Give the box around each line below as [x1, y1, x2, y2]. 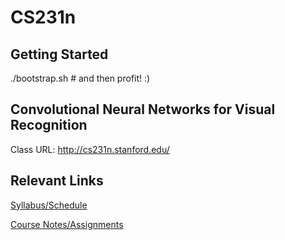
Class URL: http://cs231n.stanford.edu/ [10, 143, 170, 155]
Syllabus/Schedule [10, 199, 88, 211]
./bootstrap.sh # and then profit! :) [10, 72, 151, 84]
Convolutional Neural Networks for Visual [10, 101, 276, 118]
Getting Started [10, 46, 109, 63]
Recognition [10, 117, 88, 134]
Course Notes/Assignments [10, 218, 124, 230]
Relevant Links [10, 172, 104, 190]
